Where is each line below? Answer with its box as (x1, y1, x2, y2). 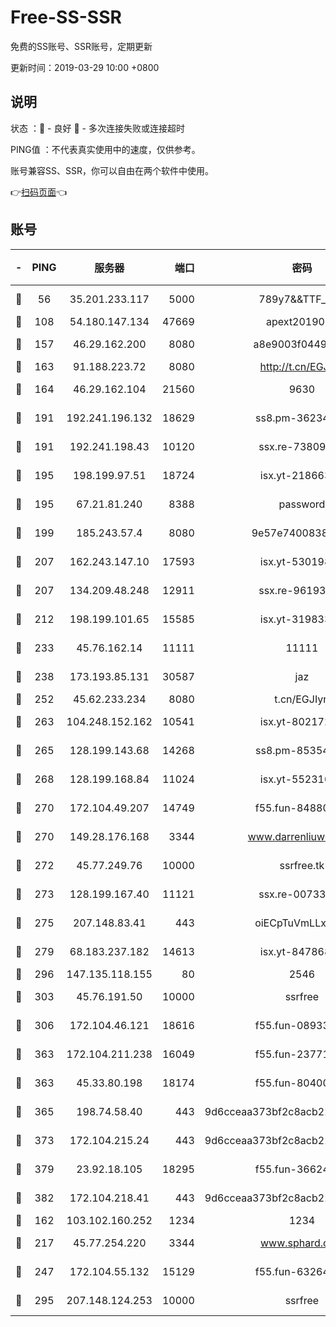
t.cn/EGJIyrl (274, 692, 330, 706)
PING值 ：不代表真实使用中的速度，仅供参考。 (10, 143, 201, 155)
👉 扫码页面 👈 (10, 186, 68, 198)
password (278, 497, 326, 511)
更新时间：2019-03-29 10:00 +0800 (10, 61, 160, 73)
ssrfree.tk (279, 858, 325, 872)
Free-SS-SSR (10, 6, 122, 29)
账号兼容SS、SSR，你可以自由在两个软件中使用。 (10, 164, 214, 176)
